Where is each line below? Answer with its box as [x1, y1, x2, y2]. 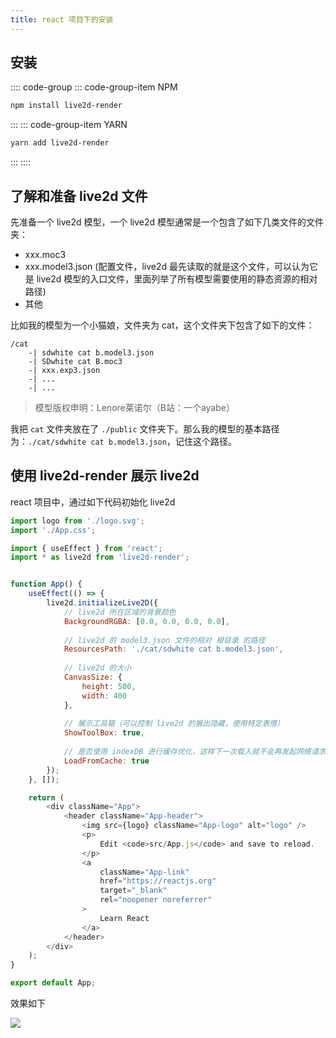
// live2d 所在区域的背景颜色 [63, 607, 177, 617]
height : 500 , [81, 681, 137, 691]
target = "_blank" [99, 886, 168, 896]
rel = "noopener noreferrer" [99, 895, 213, 905]
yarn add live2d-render [10, 138, 110, 148]
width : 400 [81, 691, 128, 701]
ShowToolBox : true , [63, 728, 145, 738]
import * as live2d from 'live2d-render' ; [10, 552, 190, 563]
